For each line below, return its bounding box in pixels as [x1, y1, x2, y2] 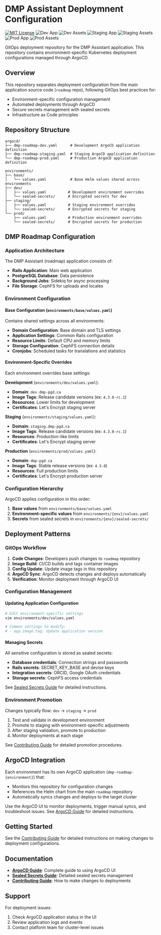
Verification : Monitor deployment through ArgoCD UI [12, 576, 119, 582]
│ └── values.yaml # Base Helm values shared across [5, 177, 140, 182]
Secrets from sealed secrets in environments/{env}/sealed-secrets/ [12, 516, 149, 522]
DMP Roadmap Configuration [5, 232, 96, 241]
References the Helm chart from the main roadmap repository [12, 788, 133, 795]
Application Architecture [5, 247, 64, 254]
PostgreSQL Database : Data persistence [12, 273, 94, 279]
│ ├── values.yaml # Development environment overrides [5, 189, 145, 195]
